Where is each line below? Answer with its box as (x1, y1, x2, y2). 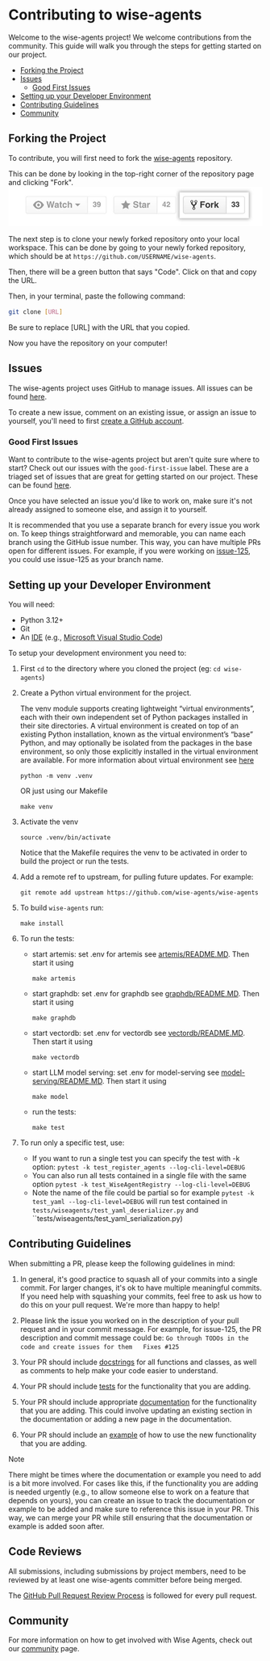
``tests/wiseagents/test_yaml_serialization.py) (31, 1214, 183, 1224)
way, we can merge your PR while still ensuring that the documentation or (8, 1512, 253, 1522)
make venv (19, 803, 54, 811)
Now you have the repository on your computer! (8, 338, 168, 349)
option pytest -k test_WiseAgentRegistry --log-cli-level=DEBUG (31, 1179, 251, 1190)
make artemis (31, 974, 77, 983)
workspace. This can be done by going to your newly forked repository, (8, 243, 246, 252)
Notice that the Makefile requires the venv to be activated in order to (19, 847, 247, 858)
